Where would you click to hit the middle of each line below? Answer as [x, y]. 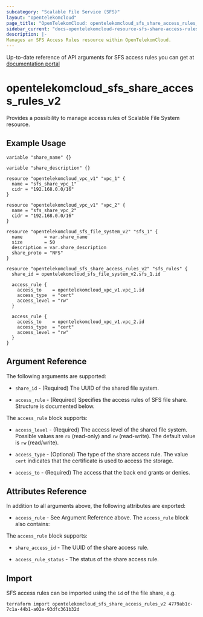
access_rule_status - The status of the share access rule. [87, 559]
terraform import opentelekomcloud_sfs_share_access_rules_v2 [86, 604]
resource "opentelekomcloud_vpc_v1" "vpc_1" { [66, 178]
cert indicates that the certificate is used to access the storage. [94, 461]
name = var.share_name [50, 237]
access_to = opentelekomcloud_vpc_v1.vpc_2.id [81, 322]
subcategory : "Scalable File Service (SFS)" [63, 12]
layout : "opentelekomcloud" [42, 18]
